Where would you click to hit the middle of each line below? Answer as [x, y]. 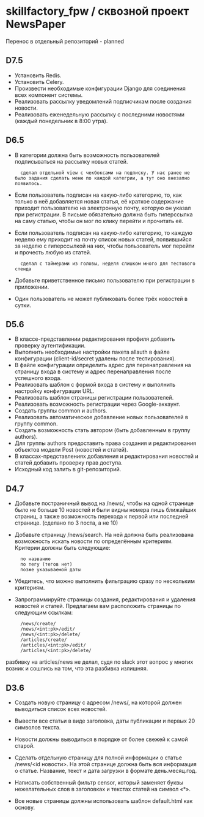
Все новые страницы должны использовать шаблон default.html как [104, 801]
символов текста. [38, 727]
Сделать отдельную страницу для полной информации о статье [98, 758]
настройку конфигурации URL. [55, 391]
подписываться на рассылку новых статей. [71, 161]
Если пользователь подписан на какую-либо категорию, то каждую [104, 233]
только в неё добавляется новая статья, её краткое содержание [99, 201]
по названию [35, 559]
